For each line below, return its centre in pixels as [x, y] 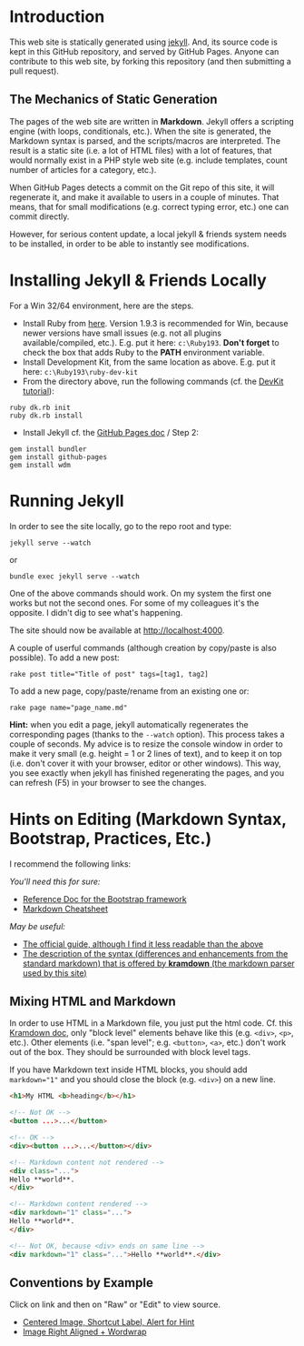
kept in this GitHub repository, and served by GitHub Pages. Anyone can [144, 51]
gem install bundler [49, 449]
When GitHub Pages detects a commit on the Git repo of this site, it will [142, 187]
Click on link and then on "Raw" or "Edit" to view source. [115, 1305]
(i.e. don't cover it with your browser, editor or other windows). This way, [145, 763]
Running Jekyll [67, 501]
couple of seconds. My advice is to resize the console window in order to [146, 744]
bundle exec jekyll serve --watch [75, 576]
